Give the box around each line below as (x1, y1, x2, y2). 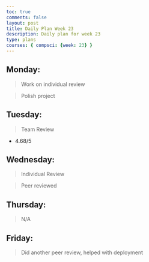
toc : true (6, 8, 31, 15)
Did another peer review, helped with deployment (20, 249, 143, 256)
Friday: (6, 233, 33, 243)
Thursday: (6, 200, 46, 210)
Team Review (20, 126, 55, 133)
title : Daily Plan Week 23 (6, 25, 74, 32)
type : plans (6, 37, 36, 43)
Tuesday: (6, 109, 42, 120)
